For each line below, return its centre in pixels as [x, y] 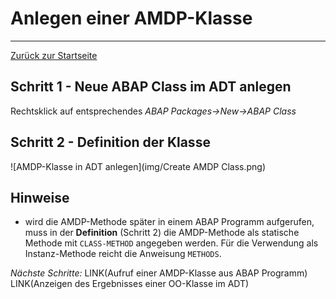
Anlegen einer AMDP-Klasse [131, 18]
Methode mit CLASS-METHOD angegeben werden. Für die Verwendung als [171, 243]
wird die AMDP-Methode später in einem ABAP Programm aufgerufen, [169, 222]
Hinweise [40, 197]
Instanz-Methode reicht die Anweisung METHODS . [123, 254]
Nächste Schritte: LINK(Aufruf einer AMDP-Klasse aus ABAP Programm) [159, 273]
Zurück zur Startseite [54, 55]
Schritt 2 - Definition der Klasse [110, 142]
